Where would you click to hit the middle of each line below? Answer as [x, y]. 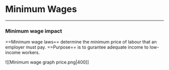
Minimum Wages [41, 9]
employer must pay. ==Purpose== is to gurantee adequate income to [77, 47]
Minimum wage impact [34, 31]
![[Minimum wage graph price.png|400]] [47, 62]
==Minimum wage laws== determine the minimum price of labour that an [81, 42]
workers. [31, 52]
